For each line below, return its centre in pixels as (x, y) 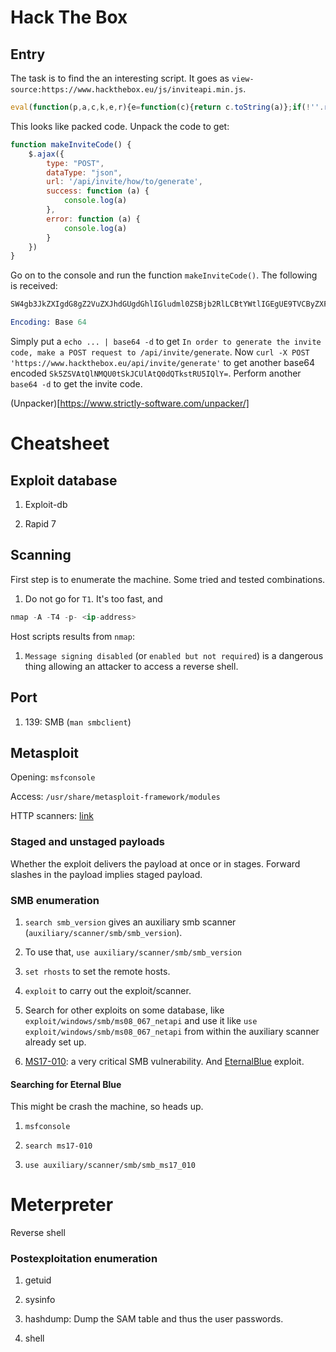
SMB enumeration (55, 900)
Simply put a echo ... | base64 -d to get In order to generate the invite (166, 341)
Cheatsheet (60, 443)
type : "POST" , (75, 163)
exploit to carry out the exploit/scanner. (108, 990)
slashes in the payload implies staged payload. (106, 874)
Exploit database (64, 480)
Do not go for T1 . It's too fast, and (93, 598)
